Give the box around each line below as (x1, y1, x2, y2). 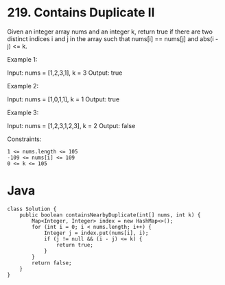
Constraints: (7, 135, 42, 143)
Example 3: (7, 108, 39, 116)
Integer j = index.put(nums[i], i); (43, 230, 149, 236)
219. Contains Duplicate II (7, 5, 155, 21)
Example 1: (7, 55, 38, 63)
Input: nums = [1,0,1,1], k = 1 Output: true (7, 95, 120, 103)
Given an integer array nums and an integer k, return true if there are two (7, 27, 213, 36)
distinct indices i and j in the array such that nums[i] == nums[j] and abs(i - (7, 34, 218, 42)
